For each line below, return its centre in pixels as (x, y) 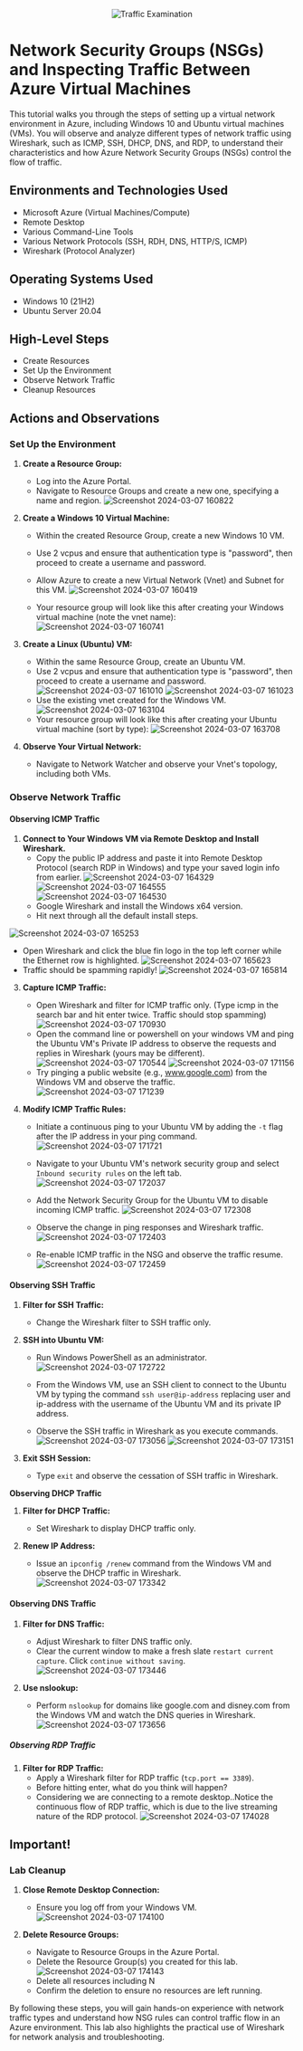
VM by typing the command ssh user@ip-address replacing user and (163, 1395)
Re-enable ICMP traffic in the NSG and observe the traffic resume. (159, 1254)
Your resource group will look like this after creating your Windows (160, 607)
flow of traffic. (36, 162)
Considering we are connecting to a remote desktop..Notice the (155, 1797)
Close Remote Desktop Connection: (91, 1890)
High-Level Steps (59, 339)
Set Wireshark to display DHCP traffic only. (116, 1529)
